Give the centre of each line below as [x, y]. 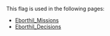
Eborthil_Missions [37, 20]
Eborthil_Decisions [38, 27]
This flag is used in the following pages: [56, 9]
